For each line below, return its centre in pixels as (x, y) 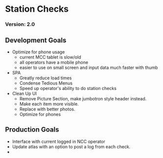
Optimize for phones (40, 114)
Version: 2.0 (20, 24)
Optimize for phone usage (38, 52)
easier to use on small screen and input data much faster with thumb (89, 68)
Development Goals (36, 40)
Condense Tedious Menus (46, 83)
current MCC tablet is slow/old (50, 57)
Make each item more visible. (49, 104)
